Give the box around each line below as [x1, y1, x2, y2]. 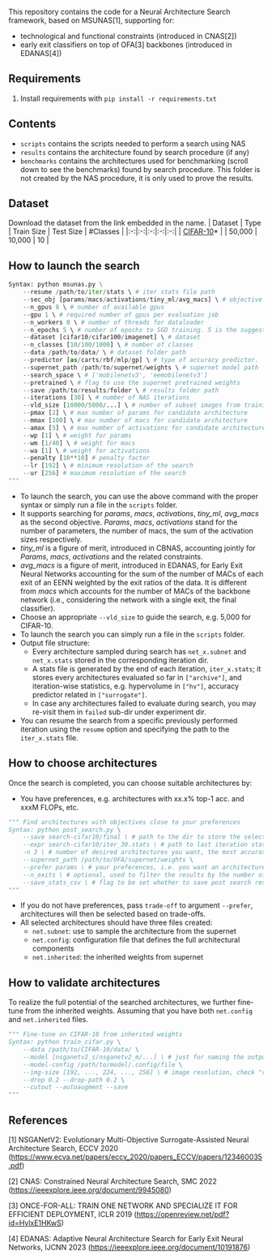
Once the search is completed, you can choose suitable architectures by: [8, 778, 253, 787]
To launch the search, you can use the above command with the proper [19, 491, 259, 501]
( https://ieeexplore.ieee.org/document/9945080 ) [8, 1184, 172, 1194]
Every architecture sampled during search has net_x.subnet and [32, 646, 247, 656]
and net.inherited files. [8, 1015, 89, 1025]
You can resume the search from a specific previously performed [19, 715, 238, 725]
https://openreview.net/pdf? [136, 1209, 230, 1219]
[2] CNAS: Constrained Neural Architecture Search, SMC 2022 [8, 1176, 217, 1186]
